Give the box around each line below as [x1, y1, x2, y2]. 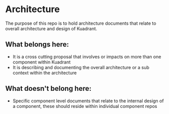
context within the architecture [12, 70, 77, 76]
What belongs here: [5, 40, 70, 49]
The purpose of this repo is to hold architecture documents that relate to [5, 20, 156, 26]
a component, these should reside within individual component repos [12, 103, 157, 109]
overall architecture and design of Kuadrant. [5, 25, 97, 31]
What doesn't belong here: [5, 84, 92, 93]
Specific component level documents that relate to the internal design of [12, 97, 164, 104]
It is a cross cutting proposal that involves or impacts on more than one [12, 53, 161, 60]
